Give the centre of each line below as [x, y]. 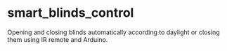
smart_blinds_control [71, 13]
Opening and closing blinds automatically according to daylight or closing [113, 32]
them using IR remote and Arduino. [58, 39]
